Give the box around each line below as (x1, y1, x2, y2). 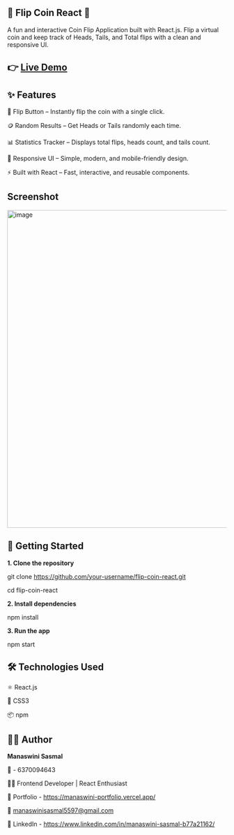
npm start (7, 640, 36, 648)
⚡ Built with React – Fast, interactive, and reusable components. (7, 169, 190, 177)
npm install (7, 613, 39, 621)
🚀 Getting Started (7, 540, 84, 552)
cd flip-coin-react (7, 585, 58, 594)
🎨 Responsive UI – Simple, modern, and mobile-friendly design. (7, 155, 189, 163)
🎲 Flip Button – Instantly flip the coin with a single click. (7, 108, 165, 116)
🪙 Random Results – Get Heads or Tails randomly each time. (7, 122, 181, 130)
